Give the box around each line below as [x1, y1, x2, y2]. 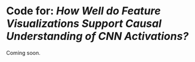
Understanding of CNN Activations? [6, 30, 189, 43]
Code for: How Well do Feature [6, 4, 161, 18]
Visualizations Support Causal [6, 17, 162, 30]
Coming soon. [6, 49, 41, 56]
